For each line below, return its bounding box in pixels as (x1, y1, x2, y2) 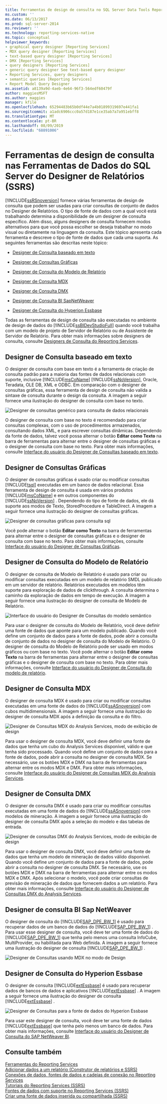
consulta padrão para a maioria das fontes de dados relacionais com (5, 371, 146, 377)
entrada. (5, 824, 22, 830)
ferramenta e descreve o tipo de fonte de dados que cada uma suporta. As (5, 235, 159, 241)
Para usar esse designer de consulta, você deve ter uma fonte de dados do (5, 929, 160, 935)
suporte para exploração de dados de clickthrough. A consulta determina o (5, 587, 159, 593)
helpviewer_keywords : (5, 40, 50, 45)
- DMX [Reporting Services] (5, 58, 64, 63)
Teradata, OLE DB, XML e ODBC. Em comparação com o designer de (5, 382, 147, 388)
